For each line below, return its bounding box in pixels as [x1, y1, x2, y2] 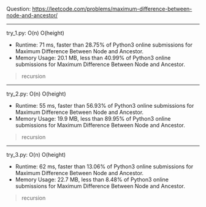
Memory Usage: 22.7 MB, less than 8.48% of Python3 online [15, 176, 169, 183]
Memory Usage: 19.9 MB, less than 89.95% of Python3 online [15, 115, 171, 122]
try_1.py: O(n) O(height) [6, 29, 64, 36]
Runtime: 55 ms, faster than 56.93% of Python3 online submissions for [15, 102, 194, 109]
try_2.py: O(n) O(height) [6, 90, 66, 97]
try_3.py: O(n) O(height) [6, 151, 66, 158]
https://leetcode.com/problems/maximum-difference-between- [32, 6, 193, 12]
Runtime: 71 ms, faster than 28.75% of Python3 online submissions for [15, 41, 193, 48]
